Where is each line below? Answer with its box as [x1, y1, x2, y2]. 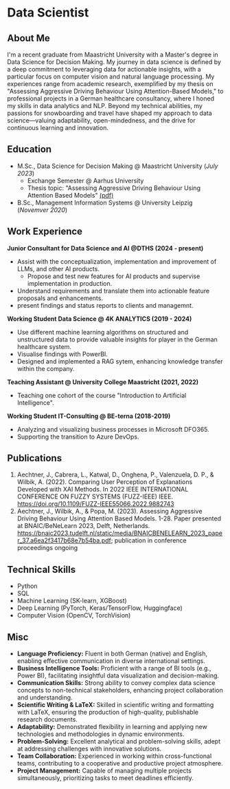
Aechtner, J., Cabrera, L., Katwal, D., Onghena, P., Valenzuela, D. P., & [16, 470, 214, 479]
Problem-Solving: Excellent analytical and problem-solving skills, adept [16, 737, 221, 746]
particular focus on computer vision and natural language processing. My [7, 72, 215, 81]
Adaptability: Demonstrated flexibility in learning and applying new [16, 723, 207, 731]
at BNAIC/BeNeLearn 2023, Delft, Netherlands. [16, 522, 150, 530]
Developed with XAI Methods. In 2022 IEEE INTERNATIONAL [16, 485, 189, 494]
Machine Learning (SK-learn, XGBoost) [16, 597, 127, 605]
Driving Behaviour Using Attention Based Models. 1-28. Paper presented [16, 514, 222, 523]
